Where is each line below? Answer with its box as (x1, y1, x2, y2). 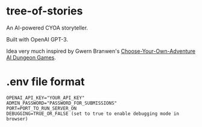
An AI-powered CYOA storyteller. (6, 24, 89, 31)
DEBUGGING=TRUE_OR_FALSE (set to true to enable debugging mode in (6, 110, 180, 117)
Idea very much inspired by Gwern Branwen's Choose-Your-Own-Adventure (6, 47, 196, 55)
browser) (6, 116, 28, 122)
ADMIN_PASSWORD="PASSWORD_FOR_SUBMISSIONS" (6, 100, 118, 106)
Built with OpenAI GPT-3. (6, 36, 68, 43)
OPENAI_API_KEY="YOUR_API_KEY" (6, 94, 85, 101)
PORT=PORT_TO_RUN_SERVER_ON (6, 105, 77, 111)
